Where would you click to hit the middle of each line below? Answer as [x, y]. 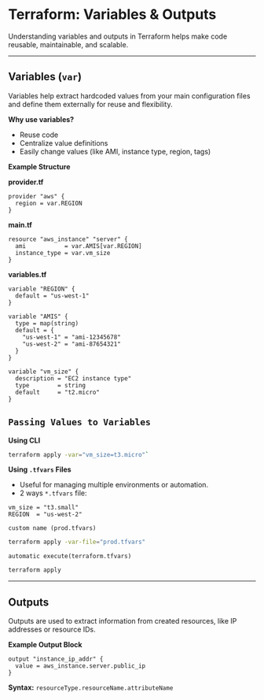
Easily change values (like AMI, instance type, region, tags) [115, 151]
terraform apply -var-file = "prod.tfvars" [77, 542]
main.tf [20, 224]
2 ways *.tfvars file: [53, 493]
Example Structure [39, 166]
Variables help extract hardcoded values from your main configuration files [129, 95]
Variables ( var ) [45, 77]
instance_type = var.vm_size [63, 253]
